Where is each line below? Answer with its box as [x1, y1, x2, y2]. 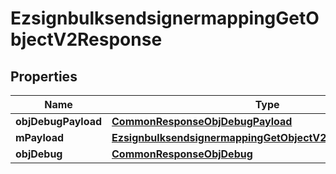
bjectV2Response [10, 28, 163, 51]
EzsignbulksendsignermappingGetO [10, 7, 320, 30]
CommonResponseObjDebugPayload [111, 115, 293, 128]
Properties [10, 68, 78, 85]
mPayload [15, 131, 65, 144]
